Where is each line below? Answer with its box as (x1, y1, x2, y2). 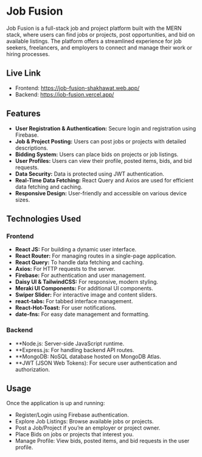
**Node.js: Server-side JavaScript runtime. (15, 340, 125, 347)
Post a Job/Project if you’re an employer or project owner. (15, 424, 161, 431)
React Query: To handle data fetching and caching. (15, 259, 144, 266)
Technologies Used (6, 214, 81, 224)
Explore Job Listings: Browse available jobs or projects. (15, 418, 154, 425)
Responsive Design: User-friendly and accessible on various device (15, 189, 187, 196)
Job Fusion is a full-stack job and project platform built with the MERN (6, 24, 182, 32)
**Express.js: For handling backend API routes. (15, 346, 135, 353)
